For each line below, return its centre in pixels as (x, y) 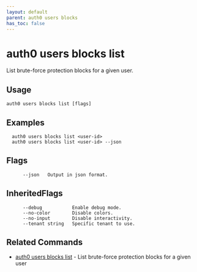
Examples (25, 123)
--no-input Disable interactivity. (77, 218)
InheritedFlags (35, 193)
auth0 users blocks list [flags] (49, 104)
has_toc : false (26, 23)
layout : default (27, 12)
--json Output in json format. (65, 175)
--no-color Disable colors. (68, 213)
